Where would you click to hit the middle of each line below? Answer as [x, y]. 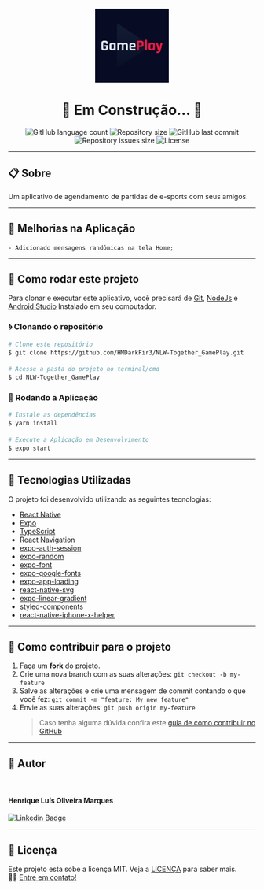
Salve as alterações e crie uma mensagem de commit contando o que [132, 691]
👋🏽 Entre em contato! [42, 877]
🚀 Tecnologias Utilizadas [70, 480]
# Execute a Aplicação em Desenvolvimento [79, 439]
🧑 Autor [27, 764]
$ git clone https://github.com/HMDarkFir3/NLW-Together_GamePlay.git [126, 352]
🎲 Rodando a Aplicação [53, 397]
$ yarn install [33, 423]
